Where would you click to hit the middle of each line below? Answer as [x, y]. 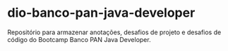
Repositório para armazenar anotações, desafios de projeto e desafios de [114, 32]
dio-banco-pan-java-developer [101, 13]
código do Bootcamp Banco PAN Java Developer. [79, 39]
